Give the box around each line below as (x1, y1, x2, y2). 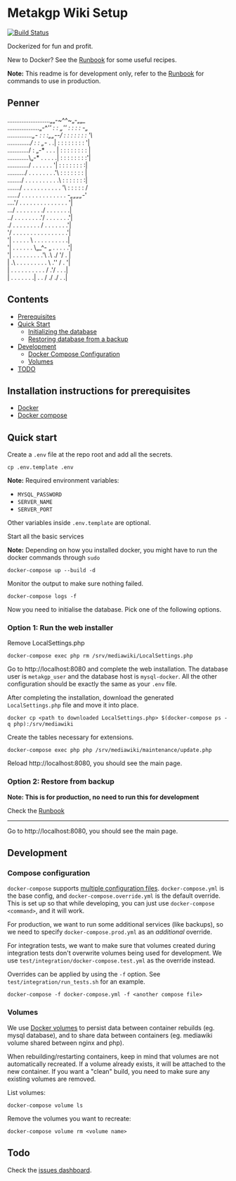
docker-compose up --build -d (7, 567, 96, 574)
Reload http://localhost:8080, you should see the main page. (7, 759, 183, 767)
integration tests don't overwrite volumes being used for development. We (7, 949, 223, 958)
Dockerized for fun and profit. (7, 42, 93, 50)
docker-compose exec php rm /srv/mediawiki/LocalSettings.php (7, 653, 193, 660)
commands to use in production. (7, 76, 101, 85)
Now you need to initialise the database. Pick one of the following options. (7, 605, 222, 614)
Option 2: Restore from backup (7, 777, 114, 786)
